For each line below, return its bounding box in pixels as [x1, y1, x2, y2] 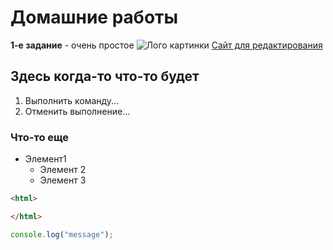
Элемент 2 [39, 164, 87, 176]
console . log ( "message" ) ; [10, 229, 114, 240]
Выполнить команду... [24, 94, 120, 106]
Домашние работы [10, 6, 179, 29]
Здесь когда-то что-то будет [10, 68, 200, 85]
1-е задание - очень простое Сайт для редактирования [10, 39, 323, 51]
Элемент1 [24, 153, 67, 165]
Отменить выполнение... [24, 105, 131, 117]
